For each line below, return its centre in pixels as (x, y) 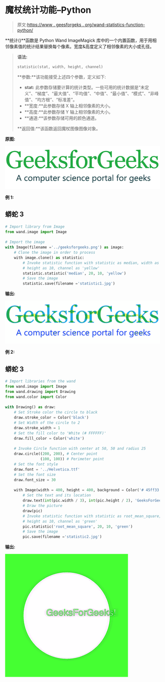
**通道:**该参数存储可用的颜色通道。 (62, 118)
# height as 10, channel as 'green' (60, 521)
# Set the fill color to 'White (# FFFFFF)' (60, 433)
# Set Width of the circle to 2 (47, 423)
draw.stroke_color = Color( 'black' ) (52, 418)
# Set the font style (36, 464)
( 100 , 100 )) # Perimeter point (72, 459)
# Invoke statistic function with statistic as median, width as (91, 263)
